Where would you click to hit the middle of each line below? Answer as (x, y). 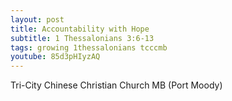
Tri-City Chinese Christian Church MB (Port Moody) (116, 85)
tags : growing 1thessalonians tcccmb (89, 47)
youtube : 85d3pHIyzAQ (55, 57)
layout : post (37, 19)
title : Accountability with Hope (80, 29)
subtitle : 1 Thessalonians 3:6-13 (82, 38)
